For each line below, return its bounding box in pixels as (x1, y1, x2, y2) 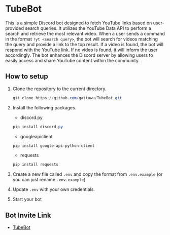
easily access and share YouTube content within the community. (5, 57, 140, 63)
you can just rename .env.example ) (12, 177, 86, 183)
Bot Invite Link (5, 211, 52, 219)
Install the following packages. (12, 104, 77, 110)
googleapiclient (20, 133, 53, 139)
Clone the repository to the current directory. (12, 86, 107, 92)
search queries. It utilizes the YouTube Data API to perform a (25, 25, 151, 31)
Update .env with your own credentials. (12, 186, 95, 192)
